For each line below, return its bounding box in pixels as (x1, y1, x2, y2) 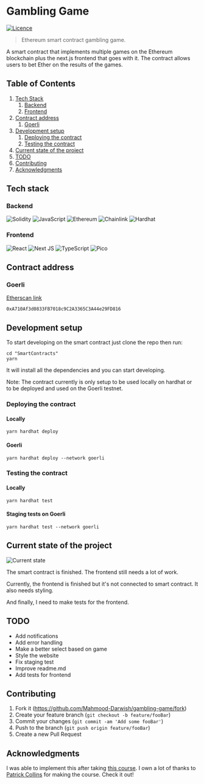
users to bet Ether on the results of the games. (6, 61, 123, 68)
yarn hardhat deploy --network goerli (6, 455, 105, 461)
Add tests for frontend (15, 671, 71, 678)
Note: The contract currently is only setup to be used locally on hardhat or (6, 379, 192, 386)
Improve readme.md (15, 665, 66, 672)
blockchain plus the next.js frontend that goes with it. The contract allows (6, 54, 191, 61)
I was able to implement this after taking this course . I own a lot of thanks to (6, 765, 196, 772)
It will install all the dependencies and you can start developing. (6, 366, 166, 374)
